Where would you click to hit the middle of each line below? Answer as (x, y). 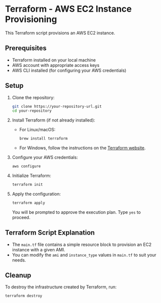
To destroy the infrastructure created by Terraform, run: (61, 287)
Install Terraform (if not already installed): (54, 120)
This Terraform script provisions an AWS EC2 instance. (60, 33)
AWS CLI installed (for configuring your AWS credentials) (69, 70)
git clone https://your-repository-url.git (57, 106)
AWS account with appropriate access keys (56, 65)
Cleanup (18, 275)
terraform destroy (24, 296)
